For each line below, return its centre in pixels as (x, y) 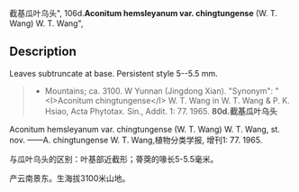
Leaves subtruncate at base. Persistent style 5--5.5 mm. (113, 73)
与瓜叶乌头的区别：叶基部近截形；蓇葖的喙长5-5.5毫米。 (114, 159)
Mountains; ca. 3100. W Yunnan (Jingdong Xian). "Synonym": (159, 91)
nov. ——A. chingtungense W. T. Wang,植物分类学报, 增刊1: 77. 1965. (136, 140)
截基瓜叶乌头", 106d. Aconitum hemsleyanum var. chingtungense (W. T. (143, 13)
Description (43, 52)
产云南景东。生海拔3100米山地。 (70, 178)
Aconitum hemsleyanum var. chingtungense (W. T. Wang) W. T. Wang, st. (145, 129)
